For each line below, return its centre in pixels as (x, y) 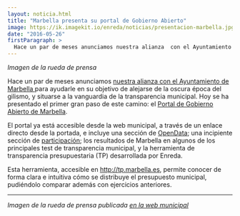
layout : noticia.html (40, 14)
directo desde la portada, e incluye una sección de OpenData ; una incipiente (120, 133)
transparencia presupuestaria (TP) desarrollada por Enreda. (95, 155)
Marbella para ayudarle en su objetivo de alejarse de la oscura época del (114, 89)
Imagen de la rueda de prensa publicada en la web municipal (98, 205)
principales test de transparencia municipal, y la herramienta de (101, 148)
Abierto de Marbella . (37, 112)
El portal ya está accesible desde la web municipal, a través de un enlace (115, 125)
